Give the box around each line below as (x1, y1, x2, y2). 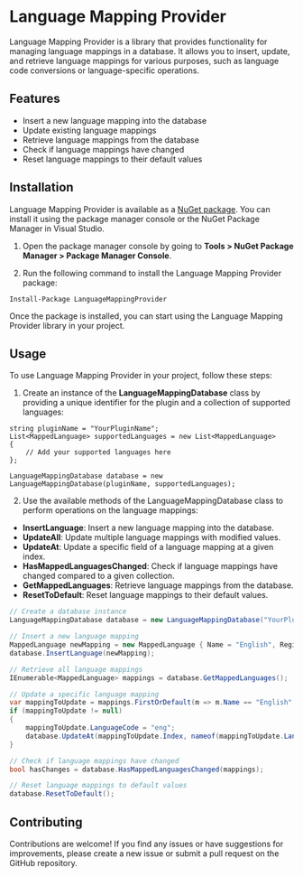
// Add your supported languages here (25, 448, 171, 457)
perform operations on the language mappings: (22, 505, 198, 516)
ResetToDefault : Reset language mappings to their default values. (22, 590, 269, 601)
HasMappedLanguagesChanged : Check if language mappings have (22, 561, 278, 572)
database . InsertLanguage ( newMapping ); (9, 648, 155, 658)
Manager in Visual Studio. (9, 223, 106, 234)
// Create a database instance (9, 607, 127, 616)
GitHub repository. (9, 857, 78, 868)
